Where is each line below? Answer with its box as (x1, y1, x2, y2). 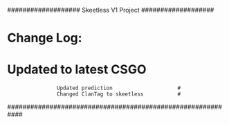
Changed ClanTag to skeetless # (56, 91, 181, 98)
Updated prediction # (56, 85, 181, 92)
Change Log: (7, 30, 82, 46)
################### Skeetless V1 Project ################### (7, 6, 214, 14)
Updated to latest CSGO (7, 62, 147, 78)
